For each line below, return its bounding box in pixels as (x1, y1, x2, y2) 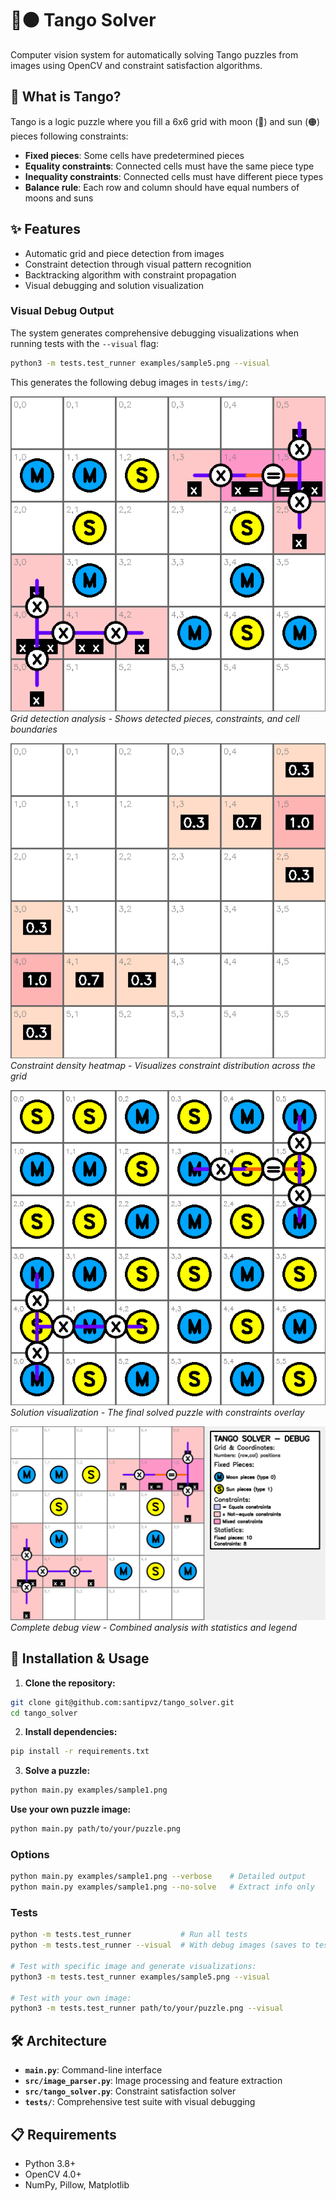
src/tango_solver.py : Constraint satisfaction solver (24, 2085, 237, 2097)
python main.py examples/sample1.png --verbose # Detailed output (10, 1872, 307, 1882)
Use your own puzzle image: (10, 1803, 132, 1816)
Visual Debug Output (10, 304, 115, 318)
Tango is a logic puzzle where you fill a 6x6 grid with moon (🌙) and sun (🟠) (10, 115, 321, 127)
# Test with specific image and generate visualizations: (10, 1961, 257, 1971)
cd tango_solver (10, 1708, 78, 1718)
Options (10, 1847, 50, 1861)
